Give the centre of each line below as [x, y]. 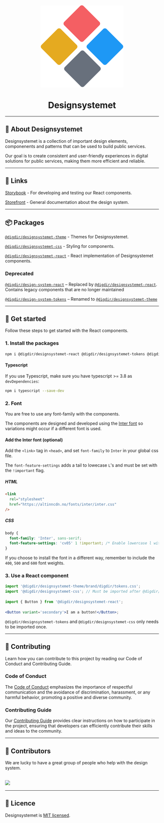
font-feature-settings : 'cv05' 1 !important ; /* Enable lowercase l [81, 543]
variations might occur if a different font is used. [53, 429]
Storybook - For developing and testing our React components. [69, 193]
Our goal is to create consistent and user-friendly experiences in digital [77, 155]
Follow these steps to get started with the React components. [67, 331]
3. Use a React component [37, 576]
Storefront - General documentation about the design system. [67, 202]
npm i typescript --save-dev [35, 390]
